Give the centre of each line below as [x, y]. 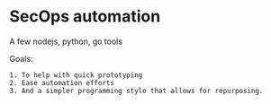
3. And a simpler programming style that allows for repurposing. [136, 91]
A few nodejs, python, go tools [66, 41]
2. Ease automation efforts [62, 82]
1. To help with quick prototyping [76, 75]
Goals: [21, 58]
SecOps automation [85, 17]
